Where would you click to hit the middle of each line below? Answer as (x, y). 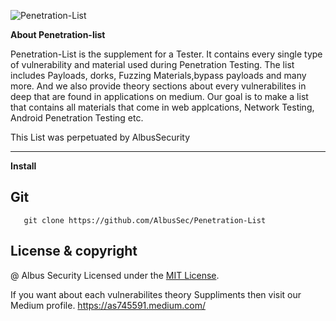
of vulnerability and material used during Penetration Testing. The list (152, 64)
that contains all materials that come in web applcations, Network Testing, (162, 107)
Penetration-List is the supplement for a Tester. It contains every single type (166, 54)
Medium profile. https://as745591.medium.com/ (108, 305)
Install (23, 166)
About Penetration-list (58, 34)
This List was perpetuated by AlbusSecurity (100, 137)
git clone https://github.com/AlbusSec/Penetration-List (145, 220)
